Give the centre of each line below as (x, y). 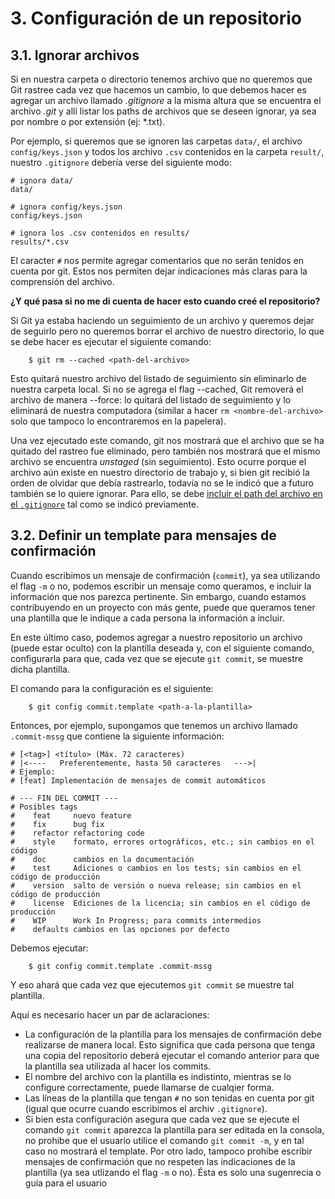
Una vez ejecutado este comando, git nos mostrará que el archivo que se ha (167, 440)
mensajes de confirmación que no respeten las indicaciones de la (160, 1161)
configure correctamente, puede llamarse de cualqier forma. (149, 1087)
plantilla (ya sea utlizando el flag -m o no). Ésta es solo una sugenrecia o (173, 1172)
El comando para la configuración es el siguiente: (112, 688)
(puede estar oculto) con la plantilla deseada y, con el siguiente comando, (162, 648)
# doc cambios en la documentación (102, 859)
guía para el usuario (65, 1183)
